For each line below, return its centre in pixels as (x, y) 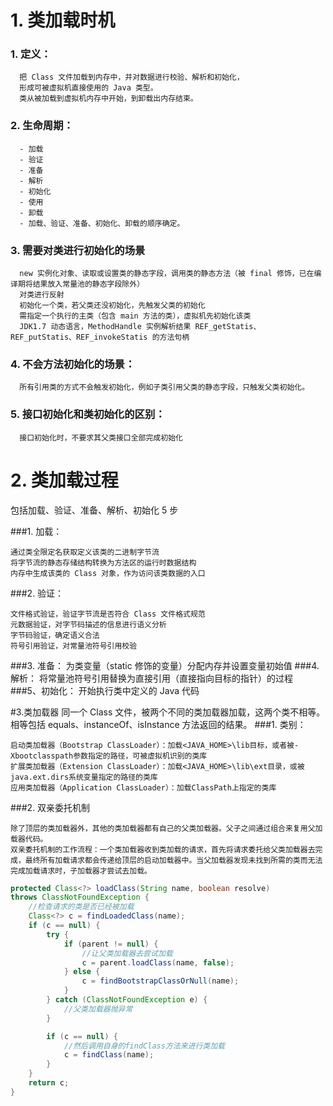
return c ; (49, 1083)
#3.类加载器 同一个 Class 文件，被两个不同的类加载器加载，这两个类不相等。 (168, 712)
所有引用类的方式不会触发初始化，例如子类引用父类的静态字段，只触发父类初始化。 (164, 387)
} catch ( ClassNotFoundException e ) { (127, 1000)
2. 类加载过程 (64, 480)
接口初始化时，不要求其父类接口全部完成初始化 (101, 437)
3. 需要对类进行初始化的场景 (78, 250)
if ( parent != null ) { (111, 944)
